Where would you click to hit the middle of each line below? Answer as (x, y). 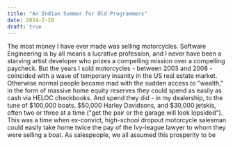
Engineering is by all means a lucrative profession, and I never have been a (114, 54)
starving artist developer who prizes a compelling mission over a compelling (116, 61)
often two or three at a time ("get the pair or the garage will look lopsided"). (115, 113)
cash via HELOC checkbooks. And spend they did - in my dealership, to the (115, 98)
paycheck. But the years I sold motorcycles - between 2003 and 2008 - (110, 68)
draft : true (24, 26)
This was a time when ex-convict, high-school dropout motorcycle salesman (117, 120)
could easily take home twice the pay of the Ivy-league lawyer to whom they (116, 128)
